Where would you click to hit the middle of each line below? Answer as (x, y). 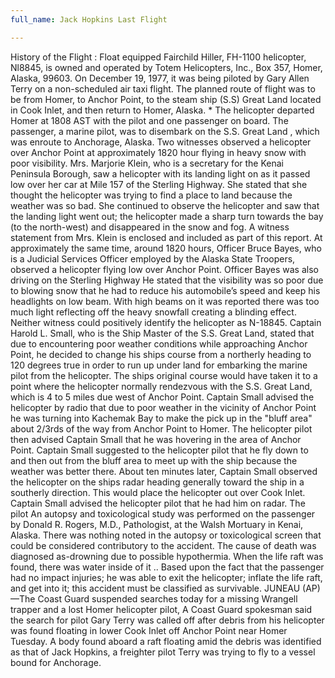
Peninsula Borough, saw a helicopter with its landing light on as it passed (160, 173)
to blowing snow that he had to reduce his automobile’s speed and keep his (165, 290)
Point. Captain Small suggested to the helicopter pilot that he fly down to (159, 450)
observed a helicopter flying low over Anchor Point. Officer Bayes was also (164, 269)
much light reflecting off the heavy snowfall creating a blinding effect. (153, 312)
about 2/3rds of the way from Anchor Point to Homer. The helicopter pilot (161, 428)
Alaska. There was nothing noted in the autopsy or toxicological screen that (166, 535)
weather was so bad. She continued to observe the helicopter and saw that (165, 205)
